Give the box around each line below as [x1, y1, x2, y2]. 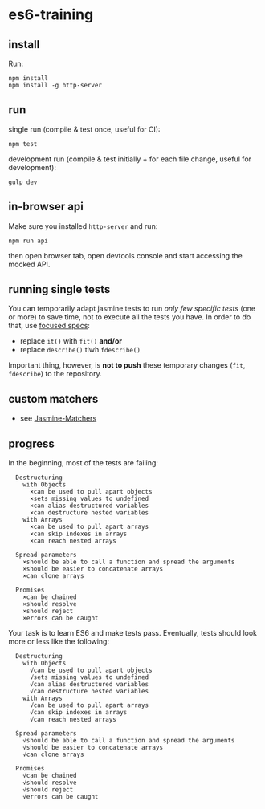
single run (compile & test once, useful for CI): [8, 124, 161, 134]
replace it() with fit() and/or [19, 336, 123, 346]
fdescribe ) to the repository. [8, 369, 102, 379]
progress [8, 437, 55, 450]
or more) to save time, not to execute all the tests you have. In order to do [8, 312, 251, 322]
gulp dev [8, 178, 38, 186]
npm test [8, 140, 38, 148]
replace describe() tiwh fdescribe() [19, 345, 141, 355]
